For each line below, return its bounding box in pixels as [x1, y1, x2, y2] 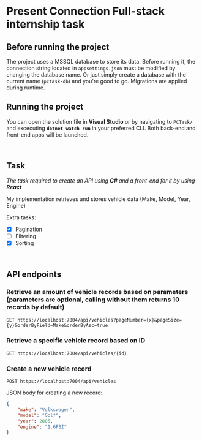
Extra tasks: [6, 213, 36, 221]
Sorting [15, 239, 34, 246]
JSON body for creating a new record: [6, 389, 103, 396]
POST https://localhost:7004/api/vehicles [6, 379, 116, 385]
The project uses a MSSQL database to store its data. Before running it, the [6, 58, 196, 65]
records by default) [6, 303, 65, 312]
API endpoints [6, 269, 62, 280]
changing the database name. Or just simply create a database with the [6, 71, 187, 78]
